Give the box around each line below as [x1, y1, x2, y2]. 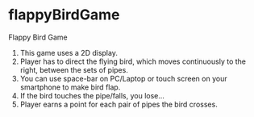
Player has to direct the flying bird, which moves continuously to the [19, 56, 246, 66]
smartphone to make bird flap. [19, 82, 121, 92]
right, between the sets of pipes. [19, 65, 129, 74]
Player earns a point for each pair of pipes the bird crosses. [19, 99, 218, 109]
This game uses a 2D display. [19, 48, 119, 57]
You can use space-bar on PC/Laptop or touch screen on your [19, 73, 227, 83]
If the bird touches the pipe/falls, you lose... [19, 90, 165, 100]
